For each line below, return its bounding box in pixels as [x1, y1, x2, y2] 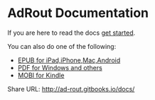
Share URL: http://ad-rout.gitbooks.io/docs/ [7, 84, 135, 93]
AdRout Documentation [7, 5, 149, 21]
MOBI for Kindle [17, 71, 65, 79]
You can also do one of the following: [7, 42, 117, 50]
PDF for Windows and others [17, 63, 103, 72]
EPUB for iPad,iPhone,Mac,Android [17, 55, 121, 65]
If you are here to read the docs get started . [7, 28, 136, 37]
